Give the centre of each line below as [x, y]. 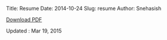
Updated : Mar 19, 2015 [34, 31]
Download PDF [24, 19]
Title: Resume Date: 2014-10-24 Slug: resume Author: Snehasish [84, 8]
